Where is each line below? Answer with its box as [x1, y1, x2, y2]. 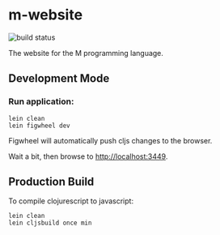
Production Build [8, 175, 95, 189]
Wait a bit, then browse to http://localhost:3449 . [8, 152, 168, 161]
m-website [8, 6, 83, 24]
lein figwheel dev [8, 122, 70, 130]
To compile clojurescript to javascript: [8, 196, 134, 206]
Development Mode [8, 71, 110, 86]
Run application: [8, 96, 74, 107]
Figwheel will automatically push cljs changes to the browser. [8, 135, 213, 145]
